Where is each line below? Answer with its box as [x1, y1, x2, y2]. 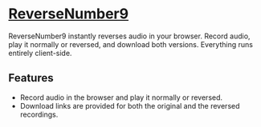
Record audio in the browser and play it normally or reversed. [19, 93, 223, 102]
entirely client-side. [8, 48, 72, 58]
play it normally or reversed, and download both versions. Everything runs [8, 39, 253, 49]
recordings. [19, 109, 59, 119]
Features [8, 71, 54, 85]
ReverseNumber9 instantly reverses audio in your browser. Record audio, [8, 31, 251, 41]
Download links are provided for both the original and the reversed [19, 101, 240, 110]
